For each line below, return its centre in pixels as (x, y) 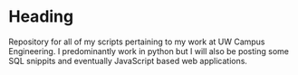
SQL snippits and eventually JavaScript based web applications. (128, 61)
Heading (41, 17)
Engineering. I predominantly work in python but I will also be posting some (149, 51)
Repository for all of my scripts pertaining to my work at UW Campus (137, 42)
